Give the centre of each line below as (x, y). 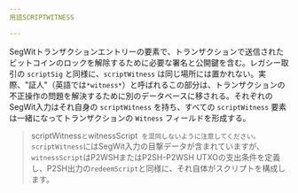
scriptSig (45, 74)
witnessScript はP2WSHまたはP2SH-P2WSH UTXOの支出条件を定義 (156, 157)
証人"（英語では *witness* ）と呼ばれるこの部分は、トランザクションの (157, 84)
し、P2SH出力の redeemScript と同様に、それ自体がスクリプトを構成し (158, 168)
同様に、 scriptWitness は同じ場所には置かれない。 (165, 73)
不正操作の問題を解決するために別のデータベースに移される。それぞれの (141, 96)
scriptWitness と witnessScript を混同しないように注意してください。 (145, 135)
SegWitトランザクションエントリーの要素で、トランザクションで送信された (146, 51)
